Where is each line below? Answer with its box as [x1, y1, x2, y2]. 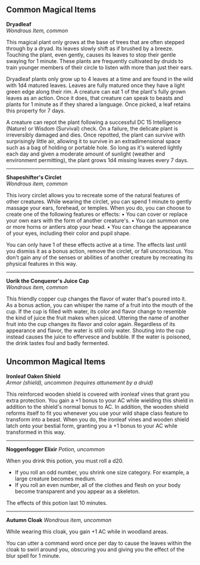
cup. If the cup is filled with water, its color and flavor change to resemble [6, 308, 186, 315]
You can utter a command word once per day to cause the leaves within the [6, 539, 192, 547]
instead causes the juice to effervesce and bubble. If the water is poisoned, [6, 333, 191, 340]
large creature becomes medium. [14, 475, 96, 482]
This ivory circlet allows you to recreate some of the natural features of [6, 191, 180, 198]
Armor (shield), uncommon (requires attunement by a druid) [6, 378, 154, 386]
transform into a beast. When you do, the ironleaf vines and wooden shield [6, 415, 189, 423]
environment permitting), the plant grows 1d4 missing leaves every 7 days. [6, 156, 189, 163]
